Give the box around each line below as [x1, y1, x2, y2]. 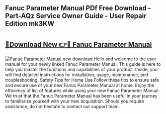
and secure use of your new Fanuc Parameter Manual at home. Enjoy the [5, 82, 155, 88]
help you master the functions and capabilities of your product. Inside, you [5, 67, 158, 72]
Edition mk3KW [5, 19, 55, 28]
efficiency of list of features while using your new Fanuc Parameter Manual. [5, 88, 160, 94]
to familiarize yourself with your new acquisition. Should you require [5, 98, 144, 104]
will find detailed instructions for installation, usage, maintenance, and [5, 72, 148, 78]
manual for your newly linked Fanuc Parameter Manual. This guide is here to [5, 61, 161, 67]
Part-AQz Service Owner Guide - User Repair [5, 12, 147, 20]
